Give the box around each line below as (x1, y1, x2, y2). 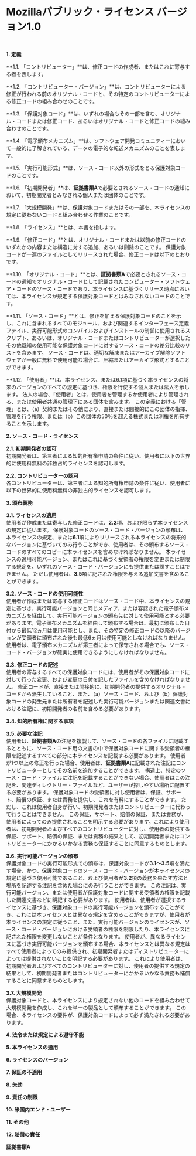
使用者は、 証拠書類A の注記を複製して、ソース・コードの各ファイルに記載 (6, 737, 184, 744)
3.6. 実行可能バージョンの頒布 (6, 852, 78, 859)
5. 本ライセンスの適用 (6, 1043, 59, 1050)
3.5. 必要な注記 (6, 730, 43, 737)
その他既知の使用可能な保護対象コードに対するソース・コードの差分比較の (6, 341, 185, 349)
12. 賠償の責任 (6, 1131, 40, 1138)
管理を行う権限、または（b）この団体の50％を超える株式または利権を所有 (6, 413, 185, 420)
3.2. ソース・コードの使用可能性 (6, 590, 84, 597)
